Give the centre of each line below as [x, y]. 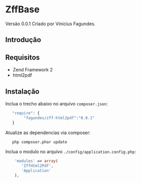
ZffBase [22, 10]
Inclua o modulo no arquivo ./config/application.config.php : [71, 152]
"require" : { [26, 113]
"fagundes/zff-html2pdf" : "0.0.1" [59, 118]
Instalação [22, 91]
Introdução [23, 40]
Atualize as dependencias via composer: [48, 133]
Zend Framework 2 [32, 70]
